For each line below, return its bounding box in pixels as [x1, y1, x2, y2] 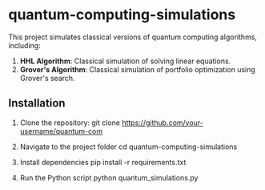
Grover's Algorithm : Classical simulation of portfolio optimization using [19, 64, 256, 74]
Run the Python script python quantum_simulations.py [19, 172, 199, 182]
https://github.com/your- [121, 118, 204, 127]
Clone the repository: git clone [19, 118, 120, 127]
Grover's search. [19, 73, 75, 83]
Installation [8, 96, 66, 110]
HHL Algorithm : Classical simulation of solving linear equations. [19, 56, 231, 66]
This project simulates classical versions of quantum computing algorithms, [8, 32, 258, 42]
